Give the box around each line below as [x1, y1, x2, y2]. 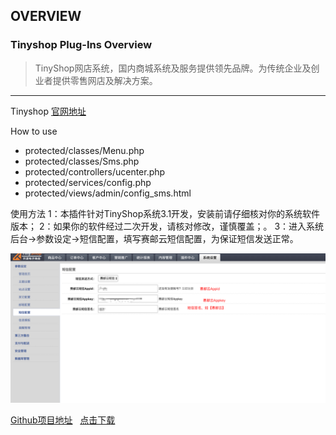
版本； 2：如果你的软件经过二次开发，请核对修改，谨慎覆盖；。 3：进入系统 [10, 220, 325, 232]
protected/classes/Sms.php [24, 155, 140, 167]
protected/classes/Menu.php [24, 144, 145, 156]
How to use [10, 125, 58, 137]
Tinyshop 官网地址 [10, 105, 87, 117]
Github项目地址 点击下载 [10, 414, 116, 426]
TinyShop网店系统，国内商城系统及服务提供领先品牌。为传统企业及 [34, 62, 312, 74]
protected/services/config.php [24, 176, 152, 188]
